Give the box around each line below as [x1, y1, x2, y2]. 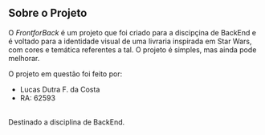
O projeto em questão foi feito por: [8, 68, 123, 79]
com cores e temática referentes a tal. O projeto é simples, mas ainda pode [8, 44, 257, 55]
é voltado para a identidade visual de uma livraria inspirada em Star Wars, [8, 36, 252, 46]
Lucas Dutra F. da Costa [19, 84, 100, 94]
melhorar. [8, 53, 40, 63]
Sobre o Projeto [8, 6, 88, 20]
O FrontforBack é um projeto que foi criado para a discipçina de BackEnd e [8, 27, 257, 37]
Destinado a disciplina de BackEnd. [8, 117, 125, 127]
